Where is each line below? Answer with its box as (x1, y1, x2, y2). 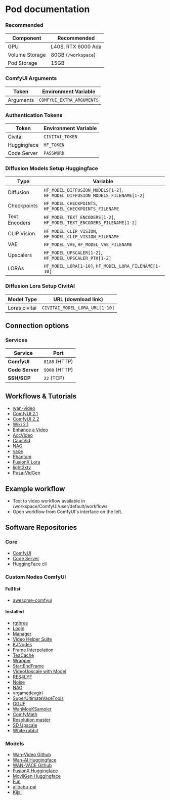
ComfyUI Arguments (5, 75, 57, 82)
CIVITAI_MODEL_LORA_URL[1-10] (41, 305, 115, 311)
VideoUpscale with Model (12, 668, 67, 674)
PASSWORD (44, 150, 65, 156)
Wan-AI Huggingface (12, 757, 57, 763)
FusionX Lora (12, 459, 40, 465)
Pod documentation (5, 4, 90, 15)
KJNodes (12, 642, 32, 647)
